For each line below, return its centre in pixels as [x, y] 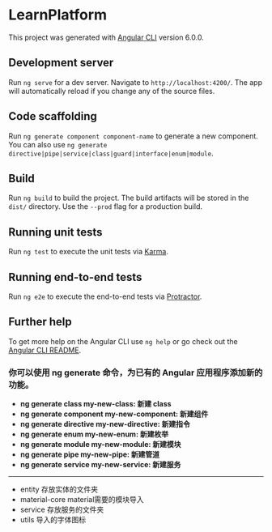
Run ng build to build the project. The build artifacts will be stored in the [129, 198]
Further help [40, 322]
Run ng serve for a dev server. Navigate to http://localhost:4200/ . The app [136, 82]
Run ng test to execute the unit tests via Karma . [88, 252]
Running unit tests [55, 232]
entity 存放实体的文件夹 [59, 489]
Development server [61, 63]
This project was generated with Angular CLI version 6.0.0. [106, 37]
